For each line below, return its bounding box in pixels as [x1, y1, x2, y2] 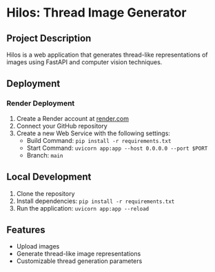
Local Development [6, 171, 92, 183]
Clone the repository [16, 189, 75, 197]
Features [6, 224, 45, 235]
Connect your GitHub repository [16, 122, 107, 130]
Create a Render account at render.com [16, 114, 129, 122]
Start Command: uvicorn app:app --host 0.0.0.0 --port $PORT [26, 144, 208, 152]
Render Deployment [6, 99, 75, 108]
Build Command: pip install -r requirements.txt [26, 136, 172, 144]
